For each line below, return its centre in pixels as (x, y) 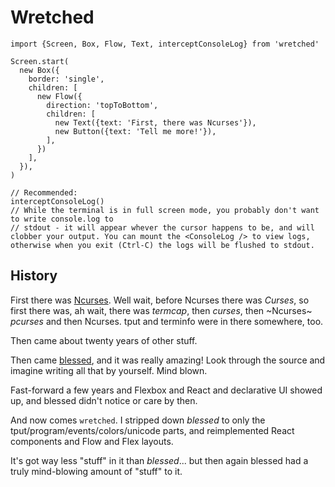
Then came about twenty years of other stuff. (104, 340)
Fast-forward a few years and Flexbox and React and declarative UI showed (166, 390)
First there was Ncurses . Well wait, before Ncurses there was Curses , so (160, 300)
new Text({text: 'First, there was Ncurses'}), (155, 122)
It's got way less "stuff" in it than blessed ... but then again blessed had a (159, 460)
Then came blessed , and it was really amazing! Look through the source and (168, 360)
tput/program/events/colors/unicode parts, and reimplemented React (152, 430)
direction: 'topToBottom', (102, 105)
